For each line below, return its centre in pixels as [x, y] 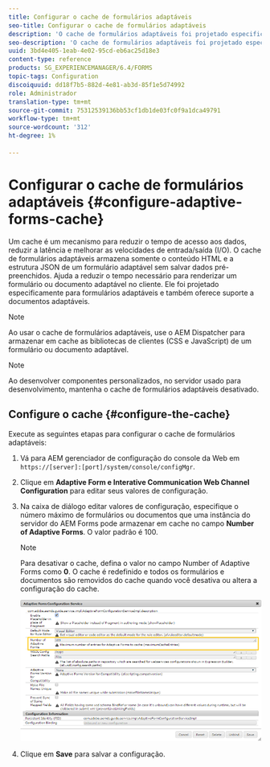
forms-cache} [56, 219]
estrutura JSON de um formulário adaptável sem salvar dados [110, 267]
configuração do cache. [59, 589]
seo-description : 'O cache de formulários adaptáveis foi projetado [125, 43]
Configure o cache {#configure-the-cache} [119, 414]
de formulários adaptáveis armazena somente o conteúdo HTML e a [121, 258]
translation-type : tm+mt [50, 102]
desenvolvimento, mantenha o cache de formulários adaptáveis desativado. [134, 389]
